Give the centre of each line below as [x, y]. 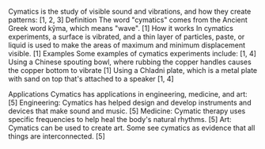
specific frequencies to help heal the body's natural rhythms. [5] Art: [120, 119]
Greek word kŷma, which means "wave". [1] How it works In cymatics [121, 28]
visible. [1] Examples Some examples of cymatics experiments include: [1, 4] [132, 53]
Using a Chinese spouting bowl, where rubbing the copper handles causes [130, 62]
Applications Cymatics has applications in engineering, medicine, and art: [128, 94]
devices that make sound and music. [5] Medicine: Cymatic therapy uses [127, 111]
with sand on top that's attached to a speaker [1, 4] [91, 79]
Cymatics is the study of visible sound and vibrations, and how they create [130, 11]
